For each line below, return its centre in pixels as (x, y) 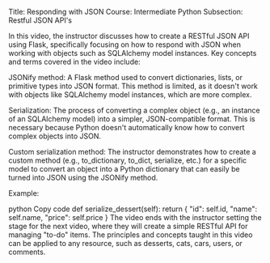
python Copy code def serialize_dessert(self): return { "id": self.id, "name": (133, 209)
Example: (24, 193)
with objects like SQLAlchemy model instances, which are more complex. (130, 95)
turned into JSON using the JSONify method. (83, 178)
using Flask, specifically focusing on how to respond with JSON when (124, 45)
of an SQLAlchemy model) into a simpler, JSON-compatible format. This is (132, 119)
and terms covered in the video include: (74, 62)
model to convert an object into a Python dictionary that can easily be (124, 169)
